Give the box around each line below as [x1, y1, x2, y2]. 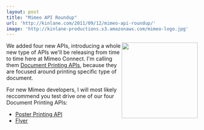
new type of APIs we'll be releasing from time [6, 49, 120, 56]
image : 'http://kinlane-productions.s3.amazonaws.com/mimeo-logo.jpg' [6, 25, 189, 32]
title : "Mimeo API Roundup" [6, 15, 78, 21]
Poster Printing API [15, 111, 63, 118]
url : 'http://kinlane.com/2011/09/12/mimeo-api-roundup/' [6, 20, 156, 26]
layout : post [6, 8, 39, 15]
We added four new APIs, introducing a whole [6, 42, 121, 50]
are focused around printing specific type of [6, 68, 117, 76]
